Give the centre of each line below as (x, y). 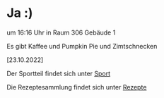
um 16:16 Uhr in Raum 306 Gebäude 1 (61, 32)
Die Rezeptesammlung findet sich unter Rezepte (77, 87)
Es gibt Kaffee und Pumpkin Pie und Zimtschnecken (82, 46)
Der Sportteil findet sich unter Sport (59, 73)
